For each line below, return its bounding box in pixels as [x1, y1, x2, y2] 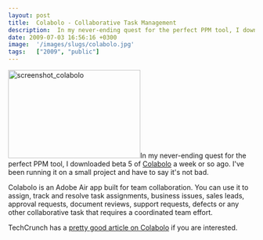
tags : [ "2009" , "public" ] [8, 48, 100, 56]
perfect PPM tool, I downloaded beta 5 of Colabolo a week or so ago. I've [8, 159, 245, 169]
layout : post [8, 11, 51, 20]
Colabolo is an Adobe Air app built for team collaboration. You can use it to [8, 183, 249, 192]
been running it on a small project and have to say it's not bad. [8, 168, 209, 176]
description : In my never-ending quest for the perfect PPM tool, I [8, 26, 240, 34]
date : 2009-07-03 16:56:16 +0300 [8, 33, 117, 42]
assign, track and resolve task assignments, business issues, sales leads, [8, 191, 245, 200]
